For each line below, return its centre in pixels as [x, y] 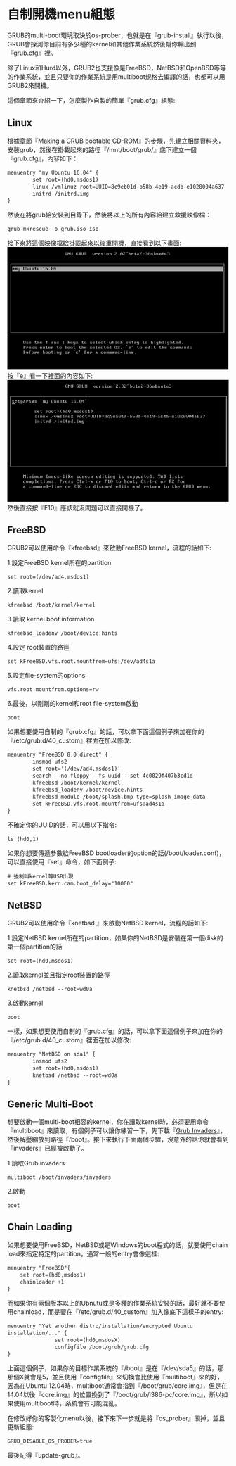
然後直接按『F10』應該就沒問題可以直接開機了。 [77, 507]
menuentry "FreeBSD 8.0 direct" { [58, 755]
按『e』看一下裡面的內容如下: [50, 376]
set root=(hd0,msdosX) [87, 1340]
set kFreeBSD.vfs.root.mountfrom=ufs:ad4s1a [99, 804]
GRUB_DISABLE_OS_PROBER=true [50, 1441]
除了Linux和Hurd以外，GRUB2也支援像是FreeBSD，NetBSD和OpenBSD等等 [117, 68]
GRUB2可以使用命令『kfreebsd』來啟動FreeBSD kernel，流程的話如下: [110, 548]
